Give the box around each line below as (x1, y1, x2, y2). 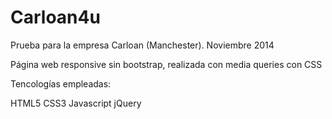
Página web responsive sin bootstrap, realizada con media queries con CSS (10, 58, 323, 70)
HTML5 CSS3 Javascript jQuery (10, 97, 142, 109)
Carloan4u (10, 6, 101, 29)
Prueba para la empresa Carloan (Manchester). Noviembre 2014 (10, 39, 275, 51)
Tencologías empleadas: (10, 77, 112, 90)
